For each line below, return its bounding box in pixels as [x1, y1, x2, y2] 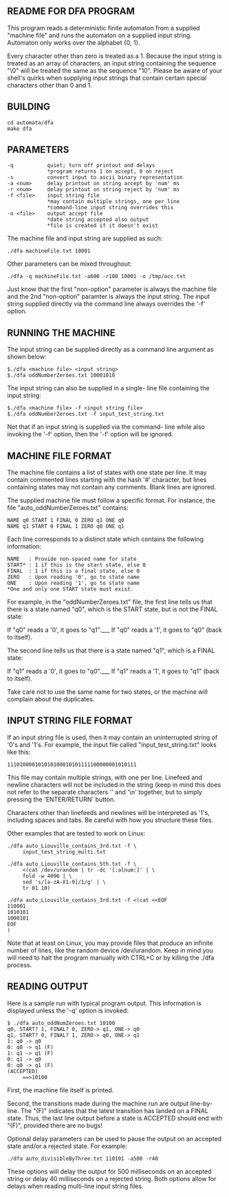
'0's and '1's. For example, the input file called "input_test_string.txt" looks [7, 740, 217, 749]
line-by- [190, 1099, 213, 1108]
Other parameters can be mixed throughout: [7, 259, 132, 268]
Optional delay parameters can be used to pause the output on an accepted [7, 1134, 222, 1143]
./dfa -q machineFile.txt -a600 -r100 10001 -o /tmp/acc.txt [7, 273, 186, 280]
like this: [7, 748, 31, 756]
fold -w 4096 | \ [22, 872, 72, 880]
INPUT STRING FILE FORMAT [7, 715, 133, 727]
